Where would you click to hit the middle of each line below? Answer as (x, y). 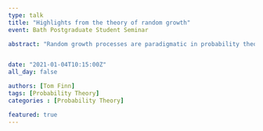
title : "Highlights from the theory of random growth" (99, 23)
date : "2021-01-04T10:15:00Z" (58, 65)
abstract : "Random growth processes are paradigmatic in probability (124, 44)
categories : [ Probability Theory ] (66, 101)
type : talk (26, 15)
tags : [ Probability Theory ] (54, 94)
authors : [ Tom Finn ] (42, 87)
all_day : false (33, 72)
